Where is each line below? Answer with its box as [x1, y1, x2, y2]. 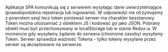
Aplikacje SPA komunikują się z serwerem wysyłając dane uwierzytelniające [5, 4, 162, 10]
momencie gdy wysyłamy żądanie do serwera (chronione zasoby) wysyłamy [5, 31, 163, 36]
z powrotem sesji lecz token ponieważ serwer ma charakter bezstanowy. [5, 15, 155, 20]
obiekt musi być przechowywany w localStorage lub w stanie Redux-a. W [5, 25, 157, 31]
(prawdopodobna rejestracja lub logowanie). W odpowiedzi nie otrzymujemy [5, 9, 163, 15]
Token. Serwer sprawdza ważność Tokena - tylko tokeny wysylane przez [5, 36, 156, 42]
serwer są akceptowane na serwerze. [5, 41, 83, 47]
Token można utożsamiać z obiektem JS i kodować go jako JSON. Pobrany [5, 20, 160, 26]
